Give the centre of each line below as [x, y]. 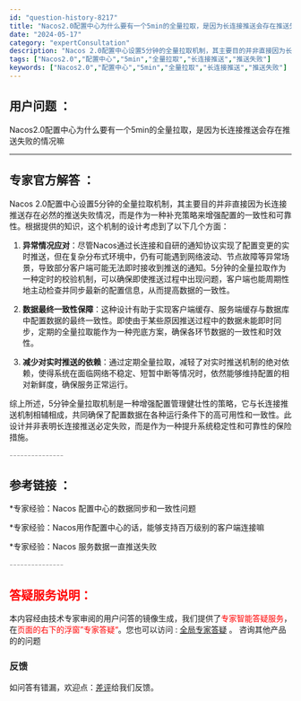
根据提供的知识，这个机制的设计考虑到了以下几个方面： [127, 226]
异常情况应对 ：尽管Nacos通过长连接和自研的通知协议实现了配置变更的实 [155, 245]
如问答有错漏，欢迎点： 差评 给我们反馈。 [84, 688]
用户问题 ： [40, 106]
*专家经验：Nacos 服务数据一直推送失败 [83, 547]
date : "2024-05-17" [46, 34]
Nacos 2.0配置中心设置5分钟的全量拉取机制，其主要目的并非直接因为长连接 [148, 204]
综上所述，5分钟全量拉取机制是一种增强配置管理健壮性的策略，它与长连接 [145, 403]
